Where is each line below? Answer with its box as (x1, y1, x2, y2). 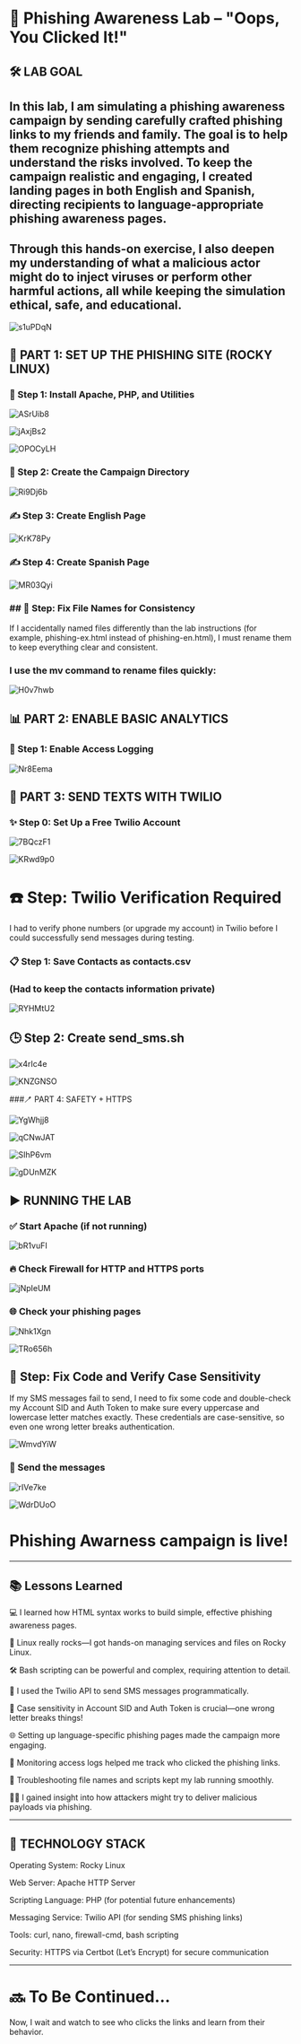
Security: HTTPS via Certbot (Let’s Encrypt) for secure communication (9, 1947, 269, 1958)
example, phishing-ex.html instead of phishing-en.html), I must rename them (9, 632, 292, 642)
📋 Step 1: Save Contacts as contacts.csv (9, 956, 192, 968)
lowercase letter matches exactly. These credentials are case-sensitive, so (9, 1412, 285, 1423)
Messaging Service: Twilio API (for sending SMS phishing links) (9, 1912, 244, 1923)
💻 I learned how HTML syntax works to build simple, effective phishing (9, 1607, 273, 1618)
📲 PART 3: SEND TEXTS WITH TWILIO (9, 790, 222, 805)
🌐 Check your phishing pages (9, 1306, 142, 1318)
